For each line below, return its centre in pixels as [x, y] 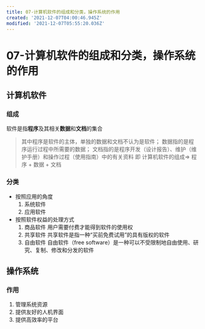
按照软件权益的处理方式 [45, 219]
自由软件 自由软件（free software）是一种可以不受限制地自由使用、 [109, 242]
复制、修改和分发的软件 [65, 250]
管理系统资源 [31, 305]
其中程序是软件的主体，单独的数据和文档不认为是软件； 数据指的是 [105, 142]
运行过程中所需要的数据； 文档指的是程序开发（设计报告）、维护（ [109, 149]
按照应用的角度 [34, 196]
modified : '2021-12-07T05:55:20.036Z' [56, 23]
